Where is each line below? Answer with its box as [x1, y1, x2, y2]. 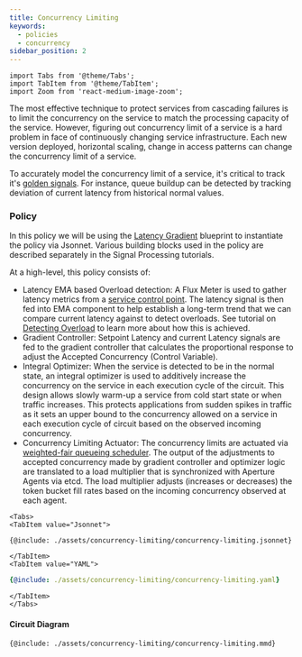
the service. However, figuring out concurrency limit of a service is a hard [9, 123, 282, 133]
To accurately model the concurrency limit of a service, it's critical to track [9, 169, 286, 179]
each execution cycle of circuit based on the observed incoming [22, 418, 261, 429]
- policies [17, 30, 59, 39]
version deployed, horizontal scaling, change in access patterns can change [9, 141, 293, 152]
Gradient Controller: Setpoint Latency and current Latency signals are [22, 333, 281, 343]
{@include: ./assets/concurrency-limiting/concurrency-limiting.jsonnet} [9, 536, 293, 545]
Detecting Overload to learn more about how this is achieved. [22, 323, 251, 333]
